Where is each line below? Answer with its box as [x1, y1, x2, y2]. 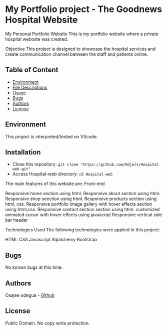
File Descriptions [12, 84, 47, 90]
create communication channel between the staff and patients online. [5, 51, 148, 57]
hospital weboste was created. [5, 36, 68, 42]
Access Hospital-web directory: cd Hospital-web [12, 171, 113, 177]
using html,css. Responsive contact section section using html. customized [5, 207, 160, 213]
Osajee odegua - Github [5, 292, 55, 298]
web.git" [12, 167, 31, 172]
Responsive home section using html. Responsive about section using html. [5, 191, 160, 197]
